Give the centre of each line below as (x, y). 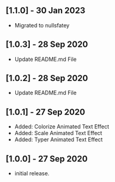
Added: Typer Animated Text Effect (58, 139)
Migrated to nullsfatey (42, 25)
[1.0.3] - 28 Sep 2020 (47, 45)
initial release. (32, 173)
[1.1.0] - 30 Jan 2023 (46, 11)
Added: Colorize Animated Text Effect (62, 127)
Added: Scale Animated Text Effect (58, 133)
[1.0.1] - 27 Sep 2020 (46, 112)
